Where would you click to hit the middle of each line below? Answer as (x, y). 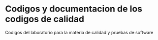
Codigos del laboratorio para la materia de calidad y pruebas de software (79, 32)
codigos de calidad (45, 19)
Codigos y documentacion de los (74, 9)
